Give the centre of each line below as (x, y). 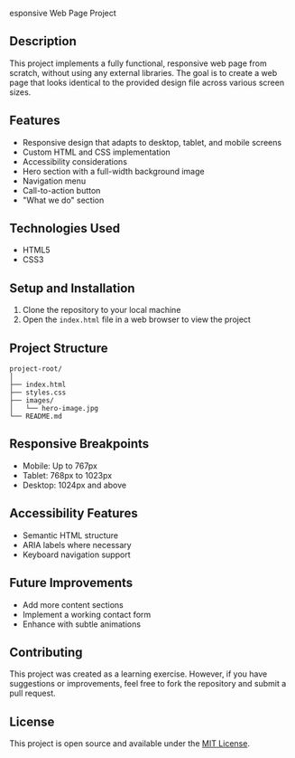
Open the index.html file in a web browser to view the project (136, 319)
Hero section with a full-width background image (113, 171)
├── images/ (32, 401)
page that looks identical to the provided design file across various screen (147, 82)
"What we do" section (63, 200)
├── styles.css (38, 393)
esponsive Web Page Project (63, 13)
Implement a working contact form (87, 614)
